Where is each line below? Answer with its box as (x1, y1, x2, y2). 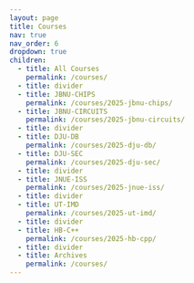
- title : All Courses (17, 65, 100, 74)
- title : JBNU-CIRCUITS (17, 107, 107, 116)
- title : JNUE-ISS (17, 174, 88, 183)
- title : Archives (17, 251, 88, 260)
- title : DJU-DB (17, 132, 79, 141)
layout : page (9, 13, 59, 23)
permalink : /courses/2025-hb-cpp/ (26, 234, 157, 243)
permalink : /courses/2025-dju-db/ (26, 141, 157, 150)
